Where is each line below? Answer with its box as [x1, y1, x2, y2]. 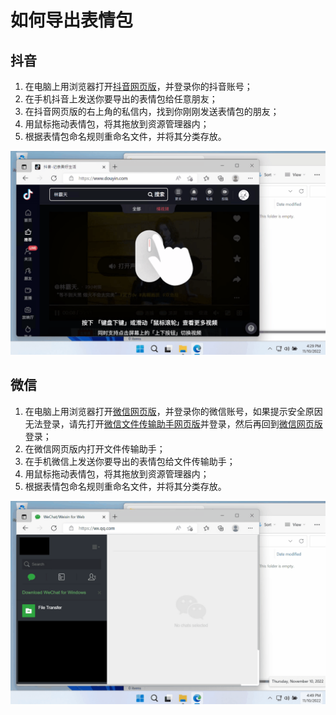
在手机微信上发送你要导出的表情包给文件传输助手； [24, 455, 236, 467]
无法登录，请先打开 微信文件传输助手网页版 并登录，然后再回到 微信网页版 [24, 417, 323, 430]
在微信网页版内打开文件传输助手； [24, 442, 166, 455]
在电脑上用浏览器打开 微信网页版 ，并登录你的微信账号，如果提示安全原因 [24, 405, 323, 417]
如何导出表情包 [10, 9, 134, 32]
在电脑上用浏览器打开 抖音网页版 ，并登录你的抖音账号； [24, 81, 253, 92]
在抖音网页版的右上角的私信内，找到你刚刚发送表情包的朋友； [24, 106, 280, 117]
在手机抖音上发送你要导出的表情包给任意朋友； [24, 93, 218, 105]
